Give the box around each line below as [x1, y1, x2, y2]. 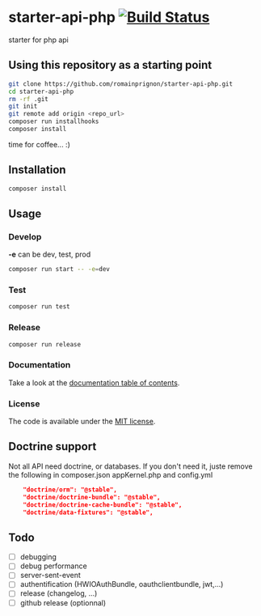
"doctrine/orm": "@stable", [23, 486, 117, 494]
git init [8, 102, 38, 111]
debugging [19, 552, 57, 562]
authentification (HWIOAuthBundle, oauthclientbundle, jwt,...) [19, 580, 224, 589]
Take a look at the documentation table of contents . [8, 377, 180, 388]
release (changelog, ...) [19, 588, 98, 598]
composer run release [8, 340, 82, 348]
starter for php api [8, 35, 69, 45]
